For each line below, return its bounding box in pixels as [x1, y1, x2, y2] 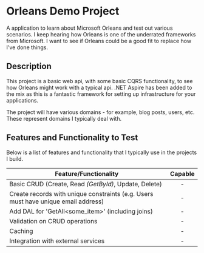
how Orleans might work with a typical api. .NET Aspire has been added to [6, 84, 192, 91]
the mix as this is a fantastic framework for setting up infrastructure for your [6, 90, 196, 98]
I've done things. [6, 44, 49, 51]
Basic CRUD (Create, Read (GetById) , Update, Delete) [9, 180, 163, 188]
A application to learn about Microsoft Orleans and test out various [6, 24, 173, 32]
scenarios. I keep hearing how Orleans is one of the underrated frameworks [6, 30, 196, 38]
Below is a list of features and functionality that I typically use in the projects [6, 149, 197, 156]
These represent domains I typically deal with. [6, 115, 122, 122]
